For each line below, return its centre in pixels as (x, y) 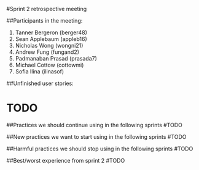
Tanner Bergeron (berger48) (51, 32)
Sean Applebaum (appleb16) (51, 39)
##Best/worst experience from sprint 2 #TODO (66, 160)
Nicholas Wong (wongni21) (49, 46)
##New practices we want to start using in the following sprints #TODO (96, 136)
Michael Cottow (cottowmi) (49, 65)
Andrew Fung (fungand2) (47, 52)
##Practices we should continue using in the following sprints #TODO (95, 125)
